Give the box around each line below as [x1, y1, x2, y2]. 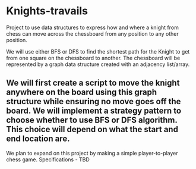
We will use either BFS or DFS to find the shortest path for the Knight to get [6, 48, 190, 55]
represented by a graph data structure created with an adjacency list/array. [6, 61, 190, 68]
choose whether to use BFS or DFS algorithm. [6, 115, 178, 126]
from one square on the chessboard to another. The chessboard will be [6, 54, 181, 61]
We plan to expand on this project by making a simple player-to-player [6, 149, 178, 157]
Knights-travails [6, 4, 88, 18]
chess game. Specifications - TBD [6, 156, 90, 163]
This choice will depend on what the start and [6, 124, 178, 134]
